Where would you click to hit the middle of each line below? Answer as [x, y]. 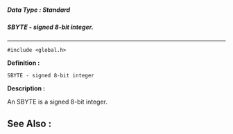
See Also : [29, 123]
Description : [26, 88]
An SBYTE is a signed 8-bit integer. [58, 102]
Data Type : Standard [39, 10]
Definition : [24, 63]
